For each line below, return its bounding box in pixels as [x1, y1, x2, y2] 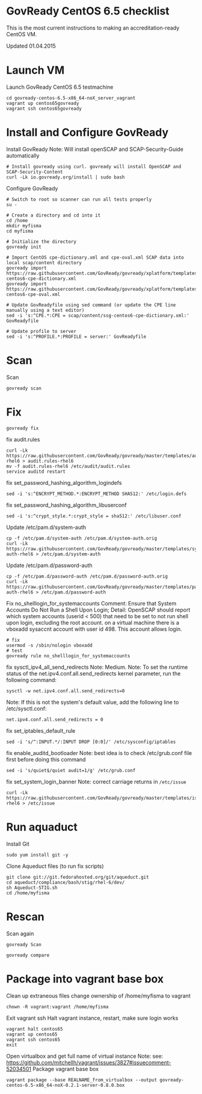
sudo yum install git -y [6, 852, 69, 858]
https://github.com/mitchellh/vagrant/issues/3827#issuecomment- [6, 1058, 171, 1066]
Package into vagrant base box [6, 972, 164, 985]
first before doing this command [6, 756, 86, 763]
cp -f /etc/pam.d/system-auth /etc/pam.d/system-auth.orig [6, 535, 158, 541]
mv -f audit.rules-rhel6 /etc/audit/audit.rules [6, 463, 130, 469]
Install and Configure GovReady [6, 125, 169, 139]
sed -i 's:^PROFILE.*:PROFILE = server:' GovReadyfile [6, 334, 147, 340]
